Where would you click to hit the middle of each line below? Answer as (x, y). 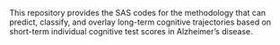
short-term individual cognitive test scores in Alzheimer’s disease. (131, 31)
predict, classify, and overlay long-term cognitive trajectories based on (140, 22)
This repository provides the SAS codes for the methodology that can (138, 13)
